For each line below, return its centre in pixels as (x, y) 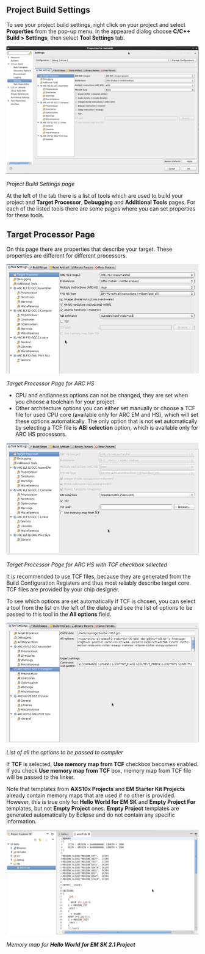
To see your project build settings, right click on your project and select (96, 24)
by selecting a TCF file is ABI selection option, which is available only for (107, 428)
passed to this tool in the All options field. (59, 614)
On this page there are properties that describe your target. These (89, 249)
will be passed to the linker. (41, 777)
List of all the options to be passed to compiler (65, 752)
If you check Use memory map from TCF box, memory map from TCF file (99, 770)
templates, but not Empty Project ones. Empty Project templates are (93, 808)
